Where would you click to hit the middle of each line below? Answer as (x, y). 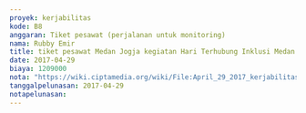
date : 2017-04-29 (42, 60)
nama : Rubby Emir (42, 43)
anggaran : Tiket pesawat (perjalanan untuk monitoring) (117, 35)
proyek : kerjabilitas (51, 18)
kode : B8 (26, 26)
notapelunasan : (38, 94)
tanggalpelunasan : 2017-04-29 (67, 86)
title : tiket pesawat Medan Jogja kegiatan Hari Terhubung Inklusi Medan (153, 52)
